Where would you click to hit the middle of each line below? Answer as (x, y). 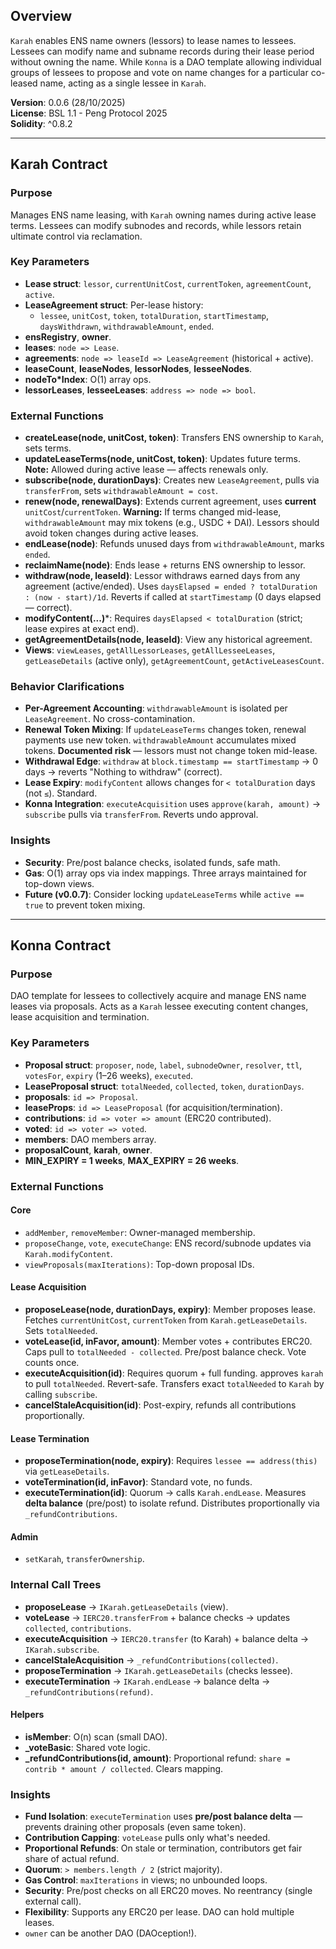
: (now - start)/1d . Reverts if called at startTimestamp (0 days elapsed (173, 597)
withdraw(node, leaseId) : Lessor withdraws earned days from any (162, 576)
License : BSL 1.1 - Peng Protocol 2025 (89, 113)
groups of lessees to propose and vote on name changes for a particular (159, 72)
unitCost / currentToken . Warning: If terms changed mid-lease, (153, 512)
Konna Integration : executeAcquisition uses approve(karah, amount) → (173, 804)
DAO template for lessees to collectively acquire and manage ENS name (158, 996)
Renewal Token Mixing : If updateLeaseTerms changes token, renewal (165, 730)
